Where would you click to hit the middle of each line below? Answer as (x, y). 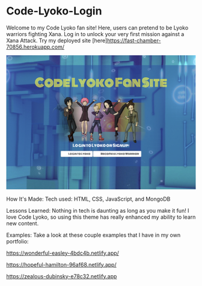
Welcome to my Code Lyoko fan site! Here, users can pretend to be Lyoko (97, 28)
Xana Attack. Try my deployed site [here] (57, 40)
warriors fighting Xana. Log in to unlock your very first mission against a (95, 34)
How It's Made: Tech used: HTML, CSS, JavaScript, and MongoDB (88, 199)
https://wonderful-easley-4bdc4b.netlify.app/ (63, 253)
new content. (23, 223)
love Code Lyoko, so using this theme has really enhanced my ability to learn (101, 217)
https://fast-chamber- (134, 40)
